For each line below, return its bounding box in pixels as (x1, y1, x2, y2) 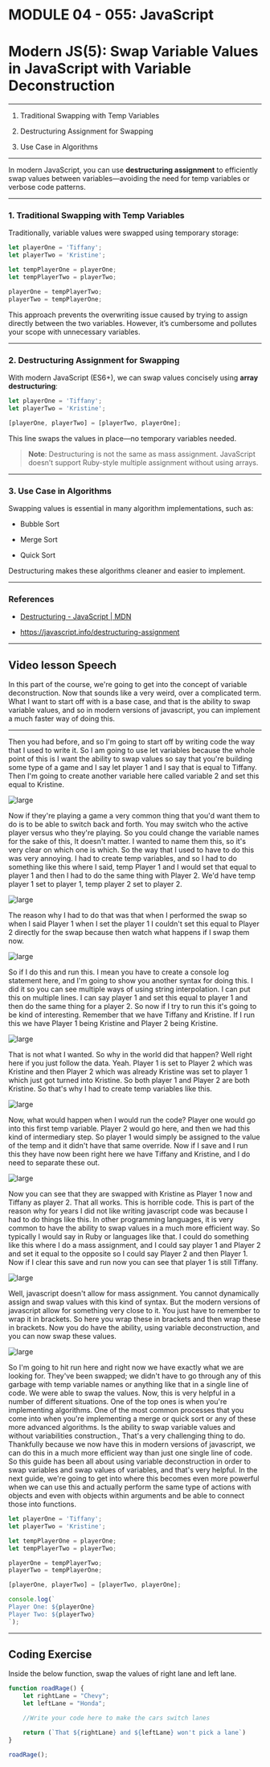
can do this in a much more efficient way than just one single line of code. (8, 1448, 253, 1457)
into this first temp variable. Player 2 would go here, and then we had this (8, 1124, 251, 1133)
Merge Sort (19, 534, 58, 544)
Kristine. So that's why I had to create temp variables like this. (8, 1084, 213, 1094)
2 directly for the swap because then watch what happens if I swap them (8, 928, 250, 937)
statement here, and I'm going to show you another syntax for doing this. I (8, 976, 253, 985)
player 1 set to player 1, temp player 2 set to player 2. (8, 879, 182, 888)
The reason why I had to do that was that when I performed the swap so (8, 911, 247, 920)
